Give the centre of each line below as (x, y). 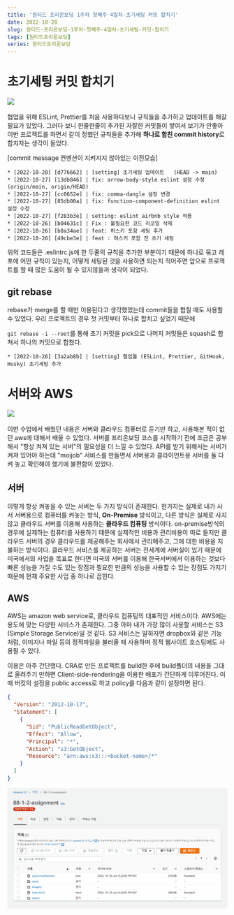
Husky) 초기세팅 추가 (34, 364)
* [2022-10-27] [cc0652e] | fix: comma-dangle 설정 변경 (89, 195)
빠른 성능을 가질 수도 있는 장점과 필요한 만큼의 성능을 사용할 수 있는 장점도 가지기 (117, 567)
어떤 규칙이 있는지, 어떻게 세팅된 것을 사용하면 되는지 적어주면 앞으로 (113, 261)
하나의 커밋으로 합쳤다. (51, 342)
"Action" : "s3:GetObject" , (65, 749)
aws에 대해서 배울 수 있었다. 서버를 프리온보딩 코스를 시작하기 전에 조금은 (114, 437)
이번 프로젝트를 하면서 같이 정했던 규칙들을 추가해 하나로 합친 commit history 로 (116, 134)
